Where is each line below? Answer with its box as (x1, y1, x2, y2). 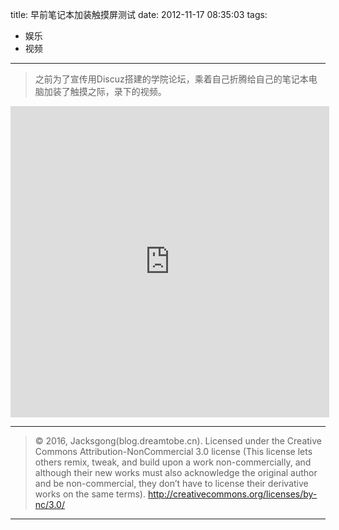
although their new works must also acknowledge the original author (34, 467, 318, 478)
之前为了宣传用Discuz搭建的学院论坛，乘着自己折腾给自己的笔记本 (34, 73, 309, 85)
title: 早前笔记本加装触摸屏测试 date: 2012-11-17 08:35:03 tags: (10, 9, 268, 20)
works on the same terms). (34, 488, 146, 500)
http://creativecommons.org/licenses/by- (147, 488, 318, 500)
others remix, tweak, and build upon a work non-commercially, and (34, 456, 312, 468)
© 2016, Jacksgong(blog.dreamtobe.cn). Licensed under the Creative (34, 435, 323, 447)
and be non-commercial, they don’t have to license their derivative (34, 478, 309, 489)
